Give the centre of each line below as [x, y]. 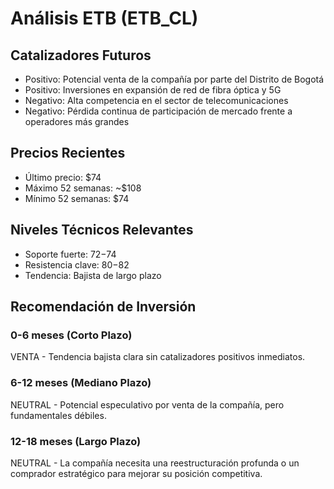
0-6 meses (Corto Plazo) [71, 335]
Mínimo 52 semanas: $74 [77, 198]
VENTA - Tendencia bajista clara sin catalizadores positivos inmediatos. [158, 357]
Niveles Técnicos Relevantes [102, 230]
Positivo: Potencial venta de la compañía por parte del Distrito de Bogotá [174, 79]
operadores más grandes [77, 121]
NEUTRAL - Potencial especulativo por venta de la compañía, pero [147, 404]
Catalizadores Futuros [81, 55]
